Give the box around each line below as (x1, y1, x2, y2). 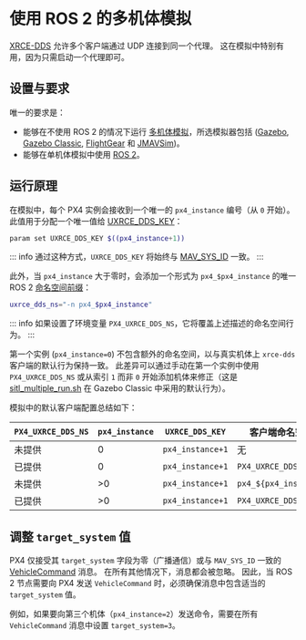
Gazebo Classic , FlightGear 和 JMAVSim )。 (22, 138, 185, 149)
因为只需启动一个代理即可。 (25, 51, 129, 62)
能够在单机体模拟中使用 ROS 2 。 (22, 149, 145, 160)
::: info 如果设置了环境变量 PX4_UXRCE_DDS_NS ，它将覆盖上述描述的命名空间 (9, 318, 287, 329)
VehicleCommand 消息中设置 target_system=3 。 (9, 620, 180, 631)
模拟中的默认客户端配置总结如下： (9, 402, 138, 413)
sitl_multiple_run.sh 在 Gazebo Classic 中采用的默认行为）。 (9, 383, 230, 394)
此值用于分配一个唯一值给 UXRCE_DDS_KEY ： (9, 215, 183, 226)
